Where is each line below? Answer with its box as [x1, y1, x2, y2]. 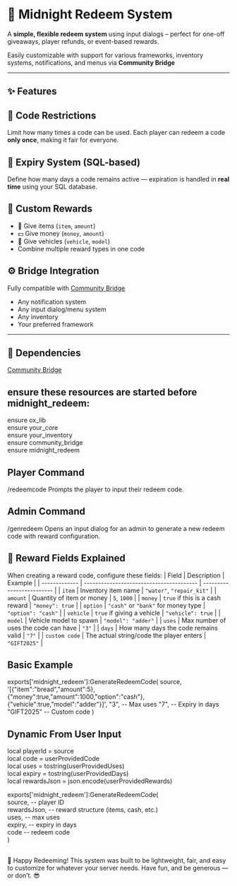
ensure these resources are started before [7, 386, 197, 398]
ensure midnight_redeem [7, 446, 80, 455]
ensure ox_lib [7, 416, 47, 424]
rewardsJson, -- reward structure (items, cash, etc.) [7, 806, 159, 814]
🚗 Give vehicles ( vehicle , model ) [17, 237, 111, 246]
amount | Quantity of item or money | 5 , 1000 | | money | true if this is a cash [7, 593, 221, 602]
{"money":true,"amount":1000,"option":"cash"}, [7, 693, 145, 701]
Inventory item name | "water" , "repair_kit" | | [80, 586, 217, 594]
